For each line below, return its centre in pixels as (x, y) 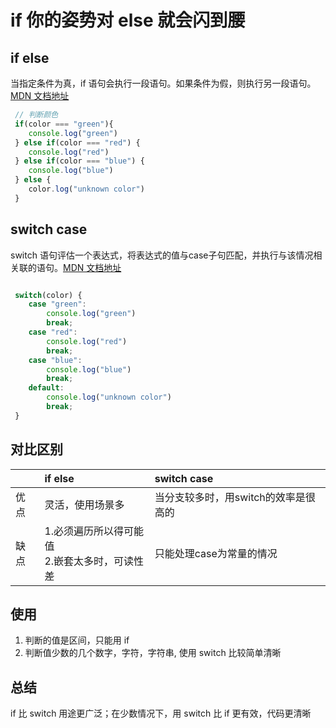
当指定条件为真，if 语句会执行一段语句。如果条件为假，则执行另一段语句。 (163, 83)
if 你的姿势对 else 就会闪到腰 (128, 20)
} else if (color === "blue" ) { (79, 161)
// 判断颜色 (36, 115)
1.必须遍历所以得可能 (94, 531)
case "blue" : (55, 360)
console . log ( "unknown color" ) (109, 397)
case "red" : (53, 332)
